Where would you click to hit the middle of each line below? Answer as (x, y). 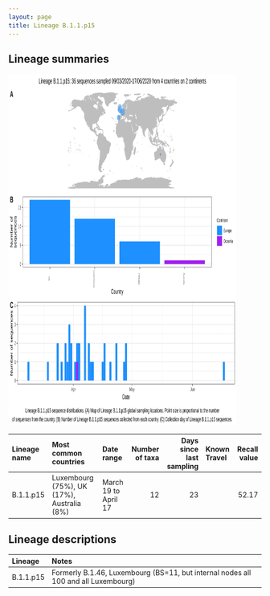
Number (145, 449)
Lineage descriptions (62, 539)
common (67, 453)
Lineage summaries (59, 59)
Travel (216, 457)
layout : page (30, 17)
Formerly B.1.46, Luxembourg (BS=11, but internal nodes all (151, 573)
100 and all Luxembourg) (94, 582)
